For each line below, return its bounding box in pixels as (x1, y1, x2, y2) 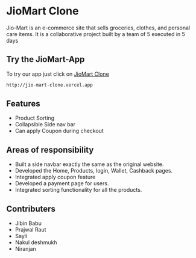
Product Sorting (14, 114, 55, 121)
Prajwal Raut (14, 226, 46, 233)
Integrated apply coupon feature (14, 173, 96, 181)
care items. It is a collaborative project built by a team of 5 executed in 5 (6, 30, 186, 37)
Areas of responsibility (6, 144, 94, 155)
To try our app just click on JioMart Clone (6, 70, 110, 78)
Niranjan (14, 245, 36, 253)
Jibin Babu (14, 220, 42, 227)
